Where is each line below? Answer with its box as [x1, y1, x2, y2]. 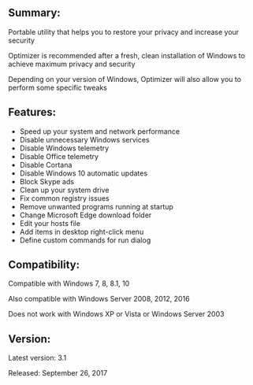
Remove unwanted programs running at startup [19, 202, 173, 211]
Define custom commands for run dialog [19, 235, 151, 245]
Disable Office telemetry [19, 151, 99, 161]
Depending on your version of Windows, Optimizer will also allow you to [8, 74, 242, 83]
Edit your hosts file [19, 218, 81, 228]
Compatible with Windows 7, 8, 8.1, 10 [8, 279, 130, 288]
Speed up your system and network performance [19, 126, 180, 136]
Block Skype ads [19, 176, 75, 186]
